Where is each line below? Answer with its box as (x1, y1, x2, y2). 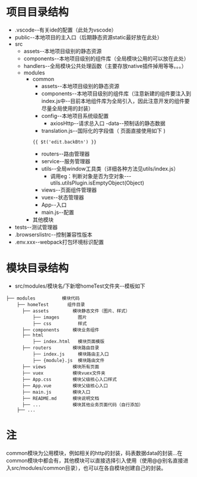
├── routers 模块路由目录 (21, 345, 100, 351)
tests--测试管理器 (14, 223, 58, 230)
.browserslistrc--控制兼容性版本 (14, 230, 93, 238)
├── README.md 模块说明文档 (21, 395, 100, 401)
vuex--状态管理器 (41, 194, 84, 201)
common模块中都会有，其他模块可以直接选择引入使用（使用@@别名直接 (6, 457, 183, 464)
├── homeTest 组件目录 (17, 301, 85, 307)
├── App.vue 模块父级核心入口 (21, 382, 109, 389)
